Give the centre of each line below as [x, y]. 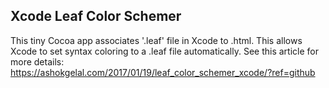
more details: [37, 61]
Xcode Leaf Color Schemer [96, 16]
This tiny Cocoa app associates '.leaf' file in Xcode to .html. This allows [156, 40]
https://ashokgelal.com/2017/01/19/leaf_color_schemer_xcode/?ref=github [163, 72]
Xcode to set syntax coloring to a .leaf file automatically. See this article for [165, 51]
